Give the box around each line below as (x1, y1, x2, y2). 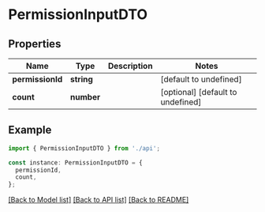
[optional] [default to (160, 87, 237, 97)
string (69, 74, 93, 85)
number (69, 92, 101, 102)
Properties (8, 37, 62, 51)
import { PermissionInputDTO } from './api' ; (8, 144, 160, 152)
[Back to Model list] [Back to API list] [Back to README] (8, 195, 189, 205)
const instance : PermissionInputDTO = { (8, 158, 144, 167)
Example (8, 123, 52, 137)
